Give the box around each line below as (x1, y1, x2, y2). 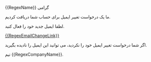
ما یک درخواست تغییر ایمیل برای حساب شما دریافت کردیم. (5, 14, 111, 19)
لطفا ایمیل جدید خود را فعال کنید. (5, 23, 64, 29)
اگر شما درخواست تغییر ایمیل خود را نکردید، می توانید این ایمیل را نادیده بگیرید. (5, 42, 147, 48)
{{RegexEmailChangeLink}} (5, 33, 60, 38)
